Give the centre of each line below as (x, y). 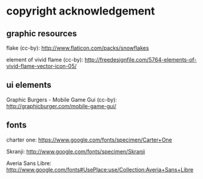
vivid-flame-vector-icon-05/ (42, 66)
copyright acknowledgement (81, 11)
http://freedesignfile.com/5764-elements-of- (141, 60)
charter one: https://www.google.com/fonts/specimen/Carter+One (89, 140)
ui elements (29, 85)
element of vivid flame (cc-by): (45, 60)
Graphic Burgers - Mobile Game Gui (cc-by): (62, 99)
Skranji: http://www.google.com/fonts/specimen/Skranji (76, 151)
